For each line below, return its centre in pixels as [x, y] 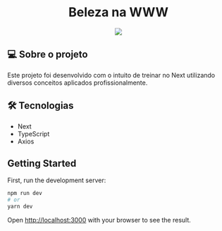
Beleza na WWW [118, 12]
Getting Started [42, 163]
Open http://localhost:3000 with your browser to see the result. [99, 220]
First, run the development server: [57, 180]
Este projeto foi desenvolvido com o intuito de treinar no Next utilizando [111, 75]
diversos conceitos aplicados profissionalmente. [78, 83]
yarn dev [20, 207]
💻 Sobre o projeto [48, 55]
